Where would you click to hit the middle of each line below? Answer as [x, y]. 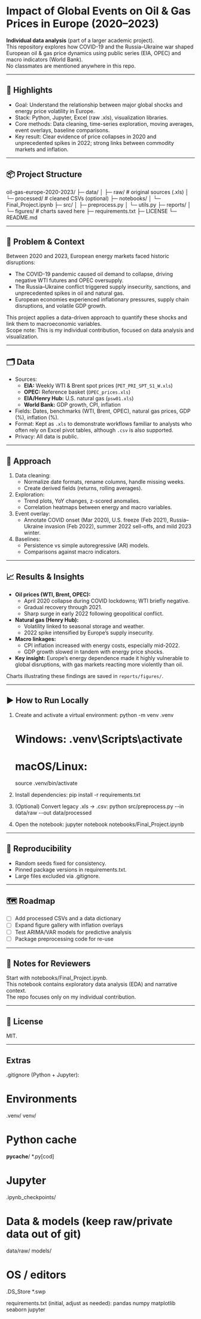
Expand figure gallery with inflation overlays [69, 925]
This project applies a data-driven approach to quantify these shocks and [97, 317]
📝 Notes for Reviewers [48, 963]
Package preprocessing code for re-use [64, 939]
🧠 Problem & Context [45, 242]
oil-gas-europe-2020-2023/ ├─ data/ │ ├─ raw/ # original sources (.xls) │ [98, 192]
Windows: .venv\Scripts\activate [99, 739]
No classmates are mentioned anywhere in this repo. [71, 66]
